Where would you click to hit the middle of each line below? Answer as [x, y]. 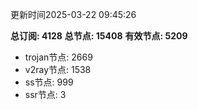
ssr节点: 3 [45, 94]
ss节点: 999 [49, 82]
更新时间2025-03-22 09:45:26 [73, 14]
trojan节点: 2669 [58, 57]
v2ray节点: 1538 [58, 69]
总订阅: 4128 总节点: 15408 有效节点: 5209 [99, 36]
